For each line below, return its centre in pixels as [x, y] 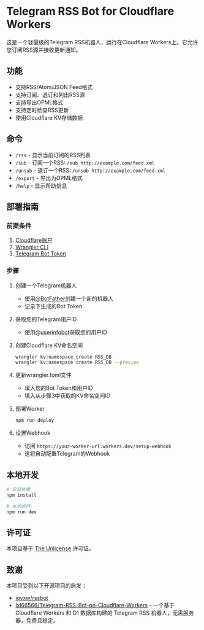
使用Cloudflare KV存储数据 [49, 117]
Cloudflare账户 [34, 240]
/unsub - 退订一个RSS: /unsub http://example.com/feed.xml [90, 170]
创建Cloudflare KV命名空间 [49, 345]
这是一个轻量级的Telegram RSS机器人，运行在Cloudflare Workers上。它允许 [102, 42]
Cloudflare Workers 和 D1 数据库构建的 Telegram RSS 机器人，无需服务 [104, 613]
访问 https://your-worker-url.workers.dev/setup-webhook [98, 446]
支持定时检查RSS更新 [42, 110]
